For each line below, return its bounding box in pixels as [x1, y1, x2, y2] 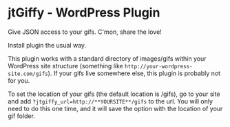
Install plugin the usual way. [8, 41, 87, 49]
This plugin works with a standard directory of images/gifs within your [8, 54, 207, 63]
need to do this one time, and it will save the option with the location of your [8, 104, 223, 113]
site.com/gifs [8, 70, 49, 77]
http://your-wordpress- [124, 63, 193, 70]
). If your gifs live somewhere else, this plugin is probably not [48, 69, 221, 77]
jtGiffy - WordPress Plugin [8, 5, 160, 21]
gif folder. [8, 112, 35, 120]
